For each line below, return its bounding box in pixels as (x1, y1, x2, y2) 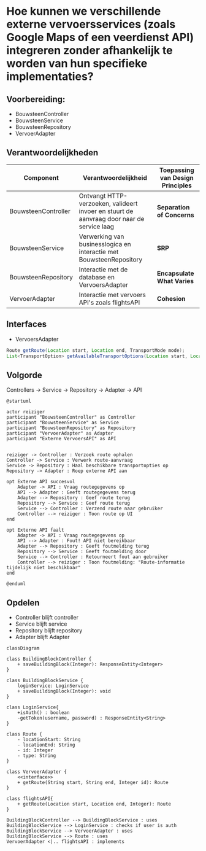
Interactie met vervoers (78, 290, 146, 299)
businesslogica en (78, 239, 132, 248)
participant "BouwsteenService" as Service (6, 419, 120, 426)
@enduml (6, 581, 26, 587)
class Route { (6, 731, 43, 737)
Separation (157, 203, 190, 211)
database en (78, 273, 115, 281)
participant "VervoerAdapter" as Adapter (6, 430, 114, 437)
